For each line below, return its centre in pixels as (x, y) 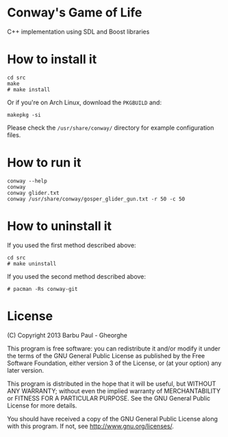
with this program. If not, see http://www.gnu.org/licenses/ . (91, 426)
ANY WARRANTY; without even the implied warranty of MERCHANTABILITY (114, 391)
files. (14, 134)
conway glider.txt (33, 193)
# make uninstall (32, 263)
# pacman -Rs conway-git (42, 289)
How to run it (44, 163)
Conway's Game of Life (75, 13)
